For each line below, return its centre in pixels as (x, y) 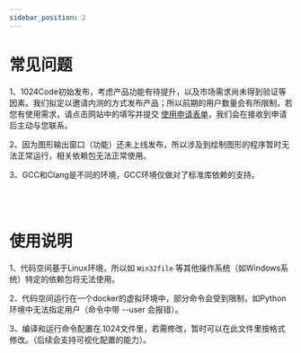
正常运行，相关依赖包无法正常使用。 (84, 155)
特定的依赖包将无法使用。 (72, 278)
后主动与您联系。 (41, 125)
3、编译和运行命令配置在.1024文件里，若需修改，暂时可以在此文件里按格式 (147, 328)
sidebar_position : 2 (48, 18)
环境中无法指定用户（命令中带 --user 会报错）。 (96, 309)
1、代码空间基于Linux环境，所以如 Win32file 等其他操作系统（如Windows (145, 268)
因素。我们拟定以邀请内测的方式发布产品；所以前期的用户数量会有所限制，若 (151, 102)
